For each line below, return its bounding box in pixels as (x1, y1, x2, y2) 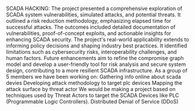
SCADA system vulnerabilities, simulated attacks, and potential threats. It (6, 11, 181, 18)
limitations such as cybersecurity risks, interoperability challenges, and (6, 48, 177, 55)
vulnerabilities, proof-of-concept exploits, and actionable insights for (6, 30, 172, 37)
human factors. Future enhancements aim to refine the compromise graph (6, 55, 184, 61)
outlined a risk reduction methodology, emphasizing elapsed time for (6, 18, 172, 24)
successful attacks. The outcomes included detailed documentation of (6, 23, 176, 30)
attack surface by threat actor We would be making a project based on (6, 86, 176, 92)
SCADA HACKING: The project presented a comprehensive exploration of (6, 5, 183, 12)
